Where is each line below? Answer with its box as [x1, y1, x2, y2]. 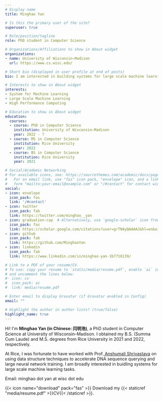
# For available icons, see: [5, 173, 64, 177]
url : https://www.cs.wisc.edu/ [9, 60, 73, 66]
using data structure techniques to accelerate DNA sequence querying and [5, 356, 155, 362]
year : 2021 [14, 159, 36, 164]
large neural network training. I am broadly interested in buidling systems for [5, 361, 158, 367]
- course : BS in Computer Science [9, 150, 79, 155]
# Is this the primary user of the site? [5, 20, 90, 25]
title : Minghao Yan [5, 12, 45, 17]
